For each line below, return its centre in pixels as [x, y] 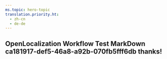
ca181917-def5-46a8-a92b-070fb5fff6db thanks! [84, 51]
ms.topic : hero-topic [28, 10]
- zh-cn [18, 19]
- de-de [18, 24]
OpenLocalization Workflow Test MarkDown [75, 43]
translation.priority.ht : [32, 14]
